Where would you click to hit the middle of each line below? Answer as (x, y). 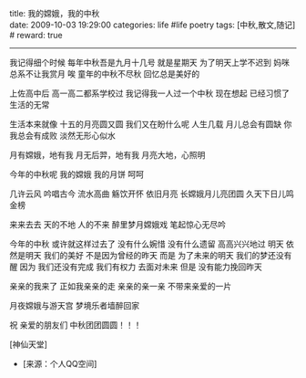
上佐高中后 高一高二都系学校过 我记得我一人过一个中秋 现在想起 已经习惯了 (149, 93)
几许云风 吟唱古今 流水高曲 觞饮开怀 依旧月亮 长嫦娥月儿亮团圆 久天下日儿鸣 (152, 194)
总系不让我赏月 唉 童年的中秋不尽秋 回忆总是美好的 (105, 74)
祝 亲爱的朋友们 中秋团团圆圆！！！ (76, 325)
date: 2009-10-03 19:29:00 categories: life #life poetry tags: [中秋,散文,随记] (153, 25)
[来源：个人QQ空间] (60, 364)
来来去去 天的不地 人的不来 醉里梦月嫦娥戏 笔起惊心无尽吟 (117, 225)
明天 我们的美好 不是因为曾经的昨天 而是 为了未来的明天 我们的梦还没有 (158, 255)
